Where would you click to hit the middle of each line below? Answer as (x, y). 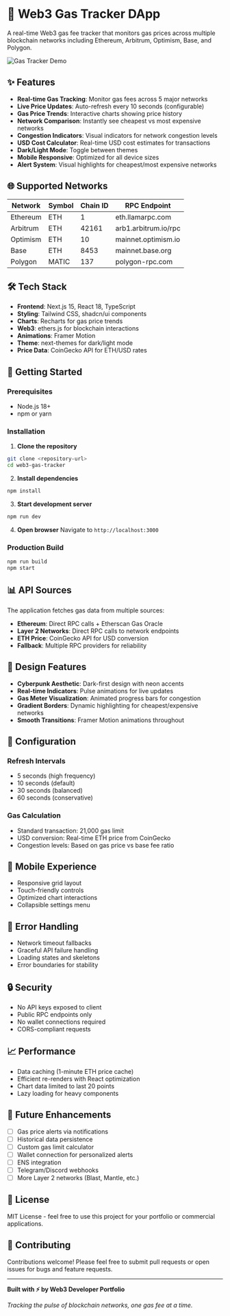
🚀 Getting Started (45, 372)
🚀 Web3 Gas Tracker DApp (84, 14)
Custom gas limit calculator (55, 1147)
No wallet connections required (61, 1022)
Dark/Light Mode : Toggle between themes (77, 149)
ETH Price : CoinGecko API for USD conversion (83, 638)
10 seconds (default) (46, 783)
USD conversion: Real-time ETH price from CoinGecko (94, 838)
